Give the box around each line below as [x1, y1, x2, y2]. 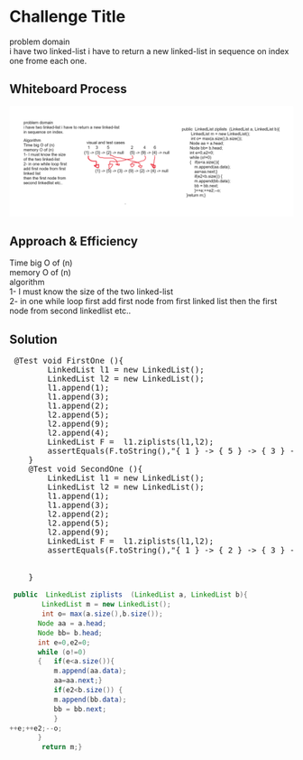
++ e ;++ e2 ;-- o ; [9, 724, 63, 733]
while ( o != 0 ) [37, 647, 87, 656]
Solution [9, 331, 58, 347]
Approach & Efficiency [9, 234, 138, 249]
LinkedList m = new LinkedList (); [41, 600, 171, 609]
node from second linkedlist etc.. [9, 305, 132, 317]
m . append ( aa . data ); [53, 666, 127, 676]
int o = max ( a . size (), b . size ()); [41, 609, 164, 619]
